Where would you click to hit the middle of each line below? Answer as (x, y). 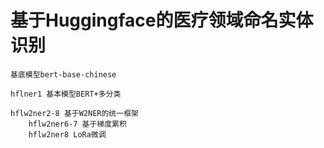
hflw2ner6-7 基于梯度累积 (77, 124)
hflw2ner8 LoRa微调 (67, 134)
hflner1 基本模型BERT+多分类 (66, 94)
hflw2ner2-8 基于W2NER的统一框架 (74, 113)
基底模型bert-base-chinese (63, 74)
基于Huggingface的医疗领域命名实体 (162, 20)
